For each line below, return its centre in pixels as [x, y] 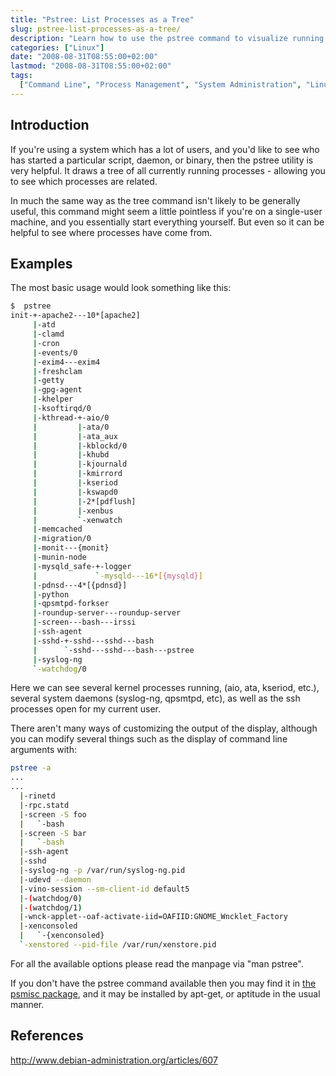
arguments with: [43, 750]
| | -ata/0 [71, 427]
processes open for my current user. [86, 709]
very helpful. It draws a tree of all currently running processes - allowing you [168, 170]
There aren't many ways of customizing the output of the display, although [164, 728]
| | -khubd [71, 455]
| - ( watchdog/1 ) [51, 907]
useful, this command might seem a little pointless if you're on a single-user [166, 211]
